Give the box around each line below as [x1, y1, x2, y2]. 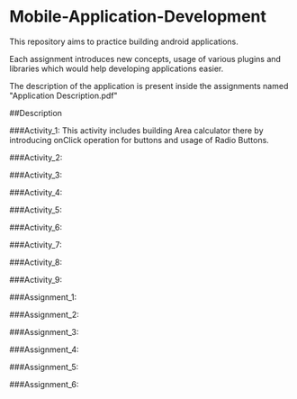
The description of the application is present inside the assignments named [9, 80, 289, 91]
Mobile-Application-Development [9, 6, 267, 27]
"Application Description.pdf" [9, 90, 119, 101]
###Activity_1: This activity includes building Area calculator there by [9, 124, 264, 136]
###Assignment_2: [9, 309, 79, 320]
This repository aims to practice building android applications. [9, 36, 238, 47]
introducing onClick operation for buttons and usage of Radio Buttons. [9, 134, 270, 145]
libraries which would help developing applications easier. [9, 63, 224, 74]
